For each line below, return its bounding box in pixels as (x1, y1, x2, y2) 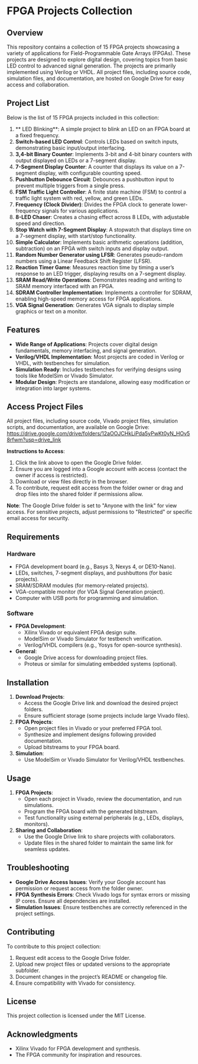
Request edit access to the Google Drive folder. (15, 954, 131, 961)
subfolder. (15, 966, 40, 974)
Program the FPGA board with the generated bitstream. (24, 808, 159, 815)
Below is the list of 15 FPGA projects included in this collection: (7, 114, 160, 121)
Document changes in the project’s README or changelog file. (15, 973, 168, 980)
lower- (171, 201, 188, 208)
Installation (7, 678, 49, 688)
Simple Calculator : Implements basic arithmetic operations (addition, (15, 238, 184, 246)
